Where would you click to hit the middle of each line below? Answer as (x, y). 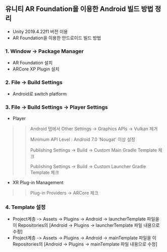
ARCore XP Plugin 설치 (36, 69)
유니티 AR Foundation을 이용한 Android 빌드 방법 (79, 9)
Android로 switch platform (40, 94)
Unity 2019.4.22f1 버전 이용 (40, 31)
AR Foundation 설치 (33, 63)
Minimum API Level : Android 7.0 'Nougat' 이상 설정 (82, 139)
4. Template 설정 (25, 207)
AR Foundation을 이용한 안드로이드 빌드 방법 (57, 38)
